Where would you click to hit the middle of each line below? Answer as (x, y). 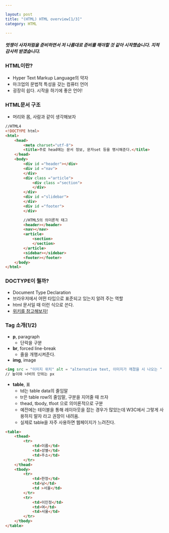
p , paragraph (26, 336)
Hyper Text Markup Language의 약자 (50, 78)
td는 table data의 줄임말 (44, 390)
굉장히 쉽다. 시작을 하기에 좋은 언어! (47, 90)
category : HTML (21, 24)
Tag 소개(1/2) (21, 325)
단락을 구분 (31, 342)
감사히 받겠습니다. (23, 51)
